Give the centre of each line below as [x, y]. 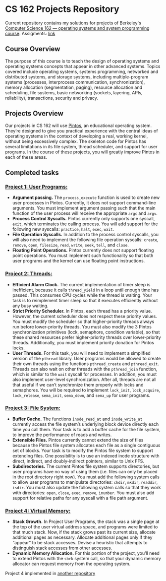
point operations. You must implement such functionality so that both [83, 256]
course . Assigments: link [30, 33]
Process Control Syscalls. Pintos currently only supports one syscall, [83, 219]
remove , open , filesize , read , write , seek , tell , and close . [70, 245]
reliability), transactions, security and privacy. [52, 98]
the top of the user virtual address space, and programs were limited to [85, 527]
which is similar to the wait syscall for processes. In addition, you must [84, 374]
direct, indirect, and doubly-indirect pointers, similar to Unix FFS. [78, 461]
